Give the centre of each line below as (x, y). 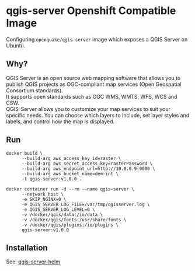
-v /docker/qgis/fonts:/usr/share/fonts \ (74, 220)
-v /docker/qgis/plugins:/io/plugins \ (70, 225)
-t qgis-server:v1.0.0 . (52, 179)
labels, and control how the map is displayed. (60, 121)
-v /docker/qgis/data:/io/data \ (62, 214)
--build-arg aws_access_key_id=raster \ (71, 158)
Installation (27, 247)
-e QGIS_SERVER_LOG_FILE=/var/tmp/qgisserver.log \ (86, 204)
